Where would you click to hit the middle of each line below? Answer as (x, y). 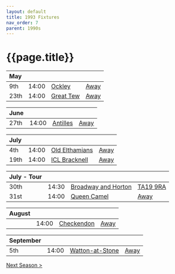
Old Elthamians (72, 150)
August (20, 214)
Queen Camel (89, 196)
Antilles (63, 123)
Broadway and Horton (101, 187)
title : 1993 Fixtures (33, 17)
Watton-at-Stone (94, 251)
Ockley (61, 87)
